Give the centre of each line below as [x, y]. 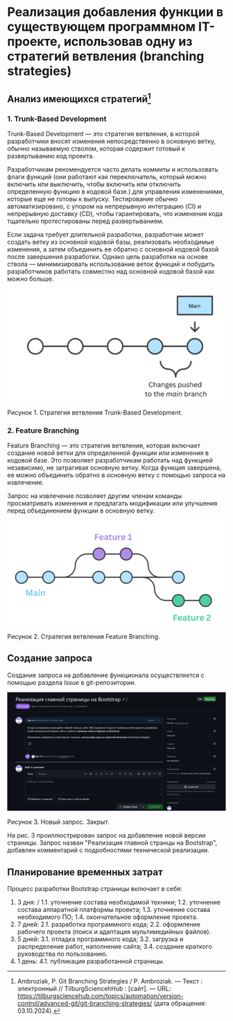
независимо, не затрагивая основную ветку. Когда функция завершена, [114, 468]
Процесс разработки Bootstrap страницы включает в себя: [95, 888]
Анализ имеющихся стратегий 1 [79, 98]
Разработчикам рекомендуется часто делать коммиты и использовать [113, 169]
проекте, [34, 42]
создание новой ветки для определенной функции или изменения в [108, 453]
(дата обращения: [180, 1003]
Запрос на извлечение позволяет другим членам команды [95, 496]
